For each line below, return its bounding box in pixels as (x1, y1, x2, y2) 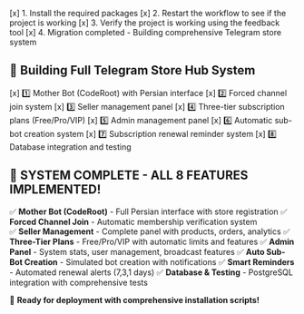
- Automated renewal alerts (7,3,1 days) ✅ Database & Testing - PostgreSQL (9, 267, 293, 278)
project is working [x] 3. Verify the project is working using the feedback (9, 17, 280, 28)
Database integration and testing (9, 141, 132, 152)
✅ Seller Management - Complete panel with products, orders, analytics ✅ (9, 226, 290, 237)
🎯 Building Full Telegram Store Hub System (9, 63, 256, 78)
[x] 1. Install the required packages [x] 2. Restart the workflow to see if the (9, 8, 287, 18)
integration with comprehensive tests (9, 277, 148, 288)
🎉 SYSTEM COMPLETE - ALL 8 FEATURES (9, 168, 249, 183)
